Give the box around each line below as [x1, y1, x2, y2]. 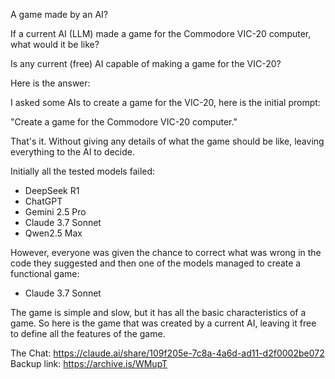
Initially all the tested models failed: [10, 165, 156, 177]
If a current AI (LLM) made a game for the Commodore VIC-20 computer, [10, 28, 312, 39]
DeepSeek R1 [24, 185, 80, 196]
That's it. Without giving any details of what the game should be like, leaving [10, 135, 325, 147]
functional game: [10, 268, 80, 279]
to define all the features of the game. [10, 328, 166, 339]
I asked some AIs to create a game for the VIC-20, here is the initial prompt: [10, 97, 321, 108]
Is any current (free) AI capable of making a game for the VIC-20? [10, 58, 282, 69]
